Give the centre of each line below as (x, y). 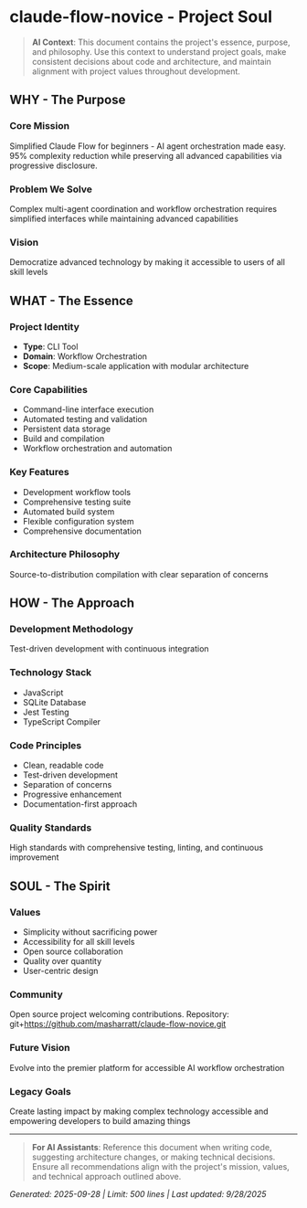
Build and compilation (64, 439)
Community (36, 994)
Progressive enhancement (72, 795)
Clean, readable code (63, 766)
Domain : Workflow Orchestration (85, 356)
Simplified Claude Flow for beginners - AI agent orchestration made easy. (148, 146)
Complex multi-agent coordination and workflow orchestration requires (143, 208)
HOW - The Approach (72, 604)
